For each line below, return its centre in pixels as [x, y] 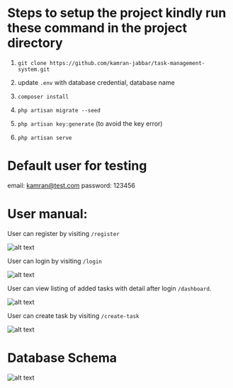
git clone [32, 63]
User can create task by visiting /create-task [73, 315]
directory [35, 43]
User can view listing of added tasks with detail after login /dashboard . [109, 288]
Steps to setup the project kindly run [117, 13]
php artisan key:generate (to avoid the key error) [90, 123]
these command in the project [97, 28]
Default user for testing [77, 166]
